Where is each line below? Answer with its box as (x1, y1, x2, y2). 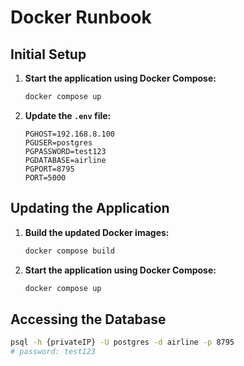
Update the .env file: (24, 109, 112, 121)
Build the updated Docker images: (24, 226, 170, 238)
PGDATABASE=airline (24, 155, 107, 165)
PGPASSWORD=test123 (24, 146, 107, 156)
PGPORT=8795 (24, 164, 75, 174)
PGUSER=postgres (24, 137, 93, 148)
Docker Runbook (10, 6, 152, 29)
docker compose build (24, 246, 115, 256)
